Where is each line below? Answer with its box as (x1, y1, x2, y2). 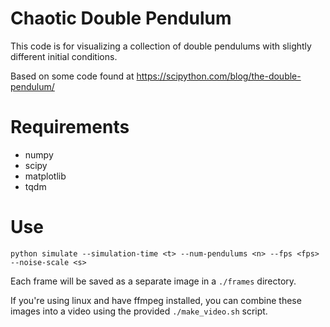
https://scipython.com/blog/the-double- (136, 70, 302, 82)
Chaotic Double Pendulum (10, 7, 232, 30)
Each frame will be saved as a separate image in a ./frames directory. (10, 275, 297, 287)
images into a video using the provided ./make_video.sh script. (10, 305, 268, 317)
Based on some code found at (10, 70, 135, 82)
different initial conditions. (10, 50, 118, 62)
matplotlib (24, 170, 67, 182)
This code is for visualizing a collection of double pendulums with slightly (10, 40, 312, 52)
